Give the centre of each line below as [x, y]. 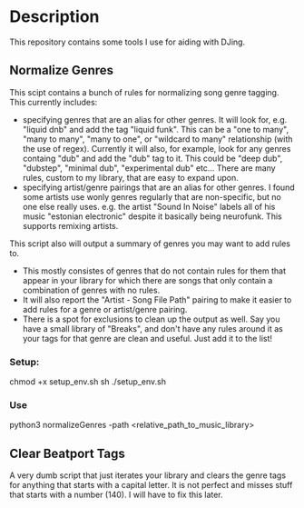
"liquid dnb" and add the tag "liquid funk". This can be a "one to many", [155, 129]
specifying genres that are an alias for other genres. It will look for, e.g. [155, 119]
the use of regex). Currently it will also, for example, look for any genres [157, 148]
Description [54, 17]
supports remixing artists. [70, 225]
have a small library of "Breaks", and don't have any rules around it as [152, 328]
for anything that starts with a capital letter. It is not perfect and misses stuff [151, 485]
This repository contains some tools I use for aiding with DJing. [127, 42]
